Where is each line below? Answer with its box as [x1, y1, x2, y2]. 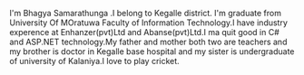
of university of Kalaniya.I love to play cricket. [9, 56, 180, 66]
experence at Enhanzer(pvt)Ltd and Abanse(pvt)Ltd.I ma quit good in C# [9, 27, 279, 37]
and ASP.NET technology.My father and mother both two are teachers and [9, 36, 288, 47]
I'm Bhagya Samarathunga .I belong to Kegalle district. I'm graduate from [9, 8, 281, 18]
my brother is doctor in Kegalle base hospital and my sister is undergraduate [9, 46, 295, 57]
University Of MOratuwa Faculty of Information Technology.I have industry [9, 17, 289, 28]
